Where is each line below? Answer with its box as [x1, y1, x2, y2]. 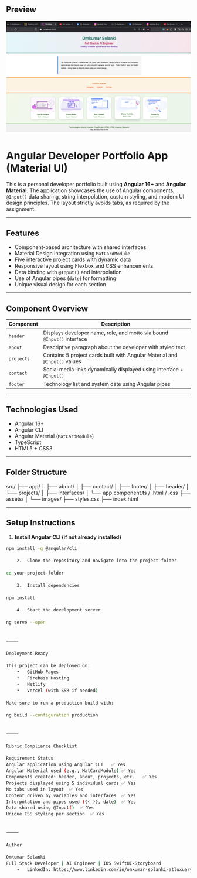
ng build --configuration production [6, 712, 98, 718]
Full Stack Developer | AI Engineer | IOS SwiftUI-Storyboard [6, 860, 161, 866]
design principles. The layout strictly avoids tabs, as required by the [6, 199, 170, 207]
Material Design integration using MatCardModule [14, 250, 131, 257]
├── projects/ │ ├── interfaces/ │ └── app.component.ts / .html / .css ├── [6, 489, 191, 496]
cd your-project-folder [6, 570, 64, 576]
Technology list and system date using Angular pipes [43, 380, 171, 387]
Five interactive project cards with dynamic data [14, 256, 131, 263]
